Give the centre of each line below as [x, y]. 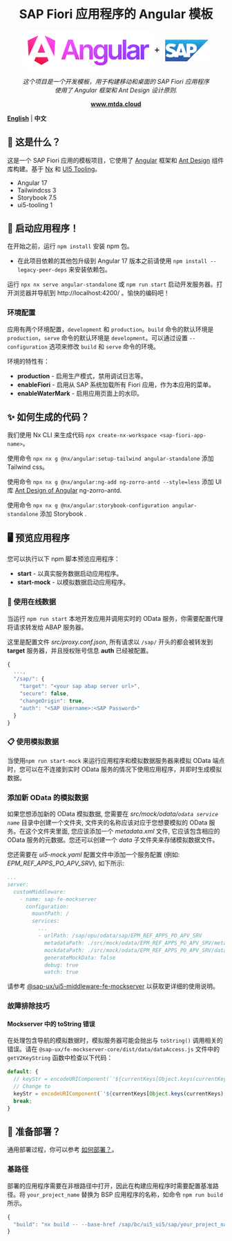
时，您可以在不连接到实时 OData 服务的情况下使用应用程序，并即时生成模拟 [115, 769]
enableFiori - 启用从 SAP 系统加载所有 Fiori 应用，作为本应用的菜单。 [116, 385]
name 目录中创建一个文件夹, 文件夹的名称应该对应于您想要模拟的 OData [107, 822]
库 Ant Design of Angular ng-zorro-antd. [65, 491]
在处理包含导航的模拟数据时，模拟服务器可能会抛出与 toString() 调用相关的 [115, 1041]
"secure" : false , [45, 694]
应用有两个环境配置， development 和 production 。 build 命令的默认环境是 [110, 329]
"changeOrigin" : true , [52, 701]
